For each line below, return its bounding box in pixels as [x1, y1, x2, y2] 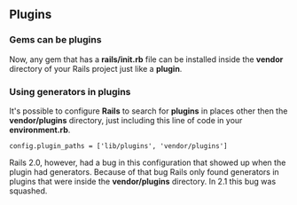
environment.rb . [9, 124, 71, 135]
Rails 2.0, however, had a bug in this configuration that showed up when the [9, 157, 286, 168]
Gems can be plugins [9, 34, 102, 46]
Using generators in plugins [9, 85, 131, 98]
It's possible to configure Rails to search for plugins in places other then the [9, 106, 288, 116]
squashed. [9, 185, 48, 196]
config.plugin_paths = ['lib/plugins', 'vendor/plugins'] [9, 141, 228, 150]
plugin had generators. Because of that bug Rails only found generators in [9, 166, 279, 177]
